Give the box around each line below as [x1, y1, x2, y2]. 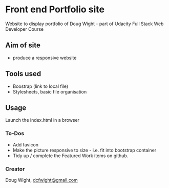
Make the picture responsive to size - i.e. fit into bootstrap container [12, 147, 157, 153]
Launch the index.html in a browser [5, 117, 80, 123]
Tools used [5, 69, 41, 78]
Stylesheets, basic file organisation [12, 88, 87, 95]
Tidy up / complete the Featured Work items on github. [12, 153, 129, 159]
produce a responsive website [12, 54, 77, 61]
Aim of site [5, 41, 41, 50]
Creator [5, 165, 25, 173]
